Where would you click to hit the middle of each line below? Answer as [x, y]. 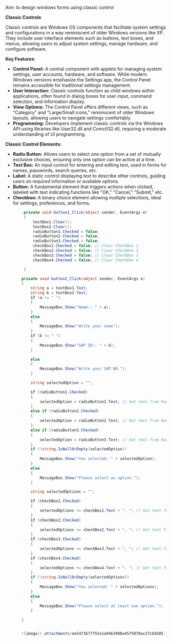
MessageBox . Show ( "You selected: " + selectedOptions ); [99, 587]
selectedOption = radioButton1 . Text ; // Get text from [99, 402]
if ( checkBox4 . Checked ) [56, 558]
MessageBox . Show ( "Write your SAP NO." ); [83, 369]
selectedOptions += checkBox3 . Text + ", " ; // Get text [100, 549]
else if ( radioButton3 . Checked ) [65, 430]
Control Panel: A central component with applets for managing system [87, 69]
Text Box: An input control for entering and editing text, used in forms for [90, 165]
